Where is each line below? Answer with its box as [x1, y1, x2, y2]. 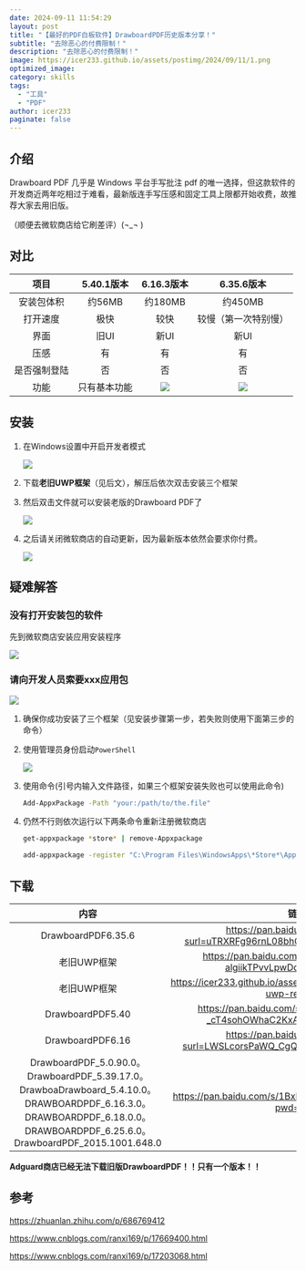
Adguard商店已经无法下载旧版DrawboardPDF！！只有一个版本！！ [9, 1161, 261, 1172]
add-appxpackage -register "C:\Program [22, 851, 175, 860]
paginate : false [9, 115, 71, 124]
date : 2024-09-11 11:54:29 [9, 13, 112, 23]
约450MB [221, 295, 264, 308]
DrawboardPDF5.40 [45, 1007, 131, 1020]
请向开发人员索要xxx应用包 [9, 674, 129, 687]
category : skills [9, 73, 76, 82]
